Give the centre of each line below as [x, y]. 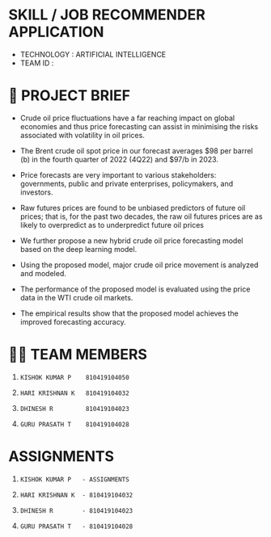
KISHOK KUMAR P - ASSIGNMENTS [74, 479]
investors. [36, 192]
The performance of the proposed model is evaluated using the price [135, 289]
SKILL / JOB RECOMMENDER [107, 15]
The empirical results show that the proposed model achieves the [129, 313]
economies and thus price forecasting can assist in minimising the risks [139, 126]
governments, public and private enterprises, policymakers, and [127, 183]
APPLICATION [56, 32]
